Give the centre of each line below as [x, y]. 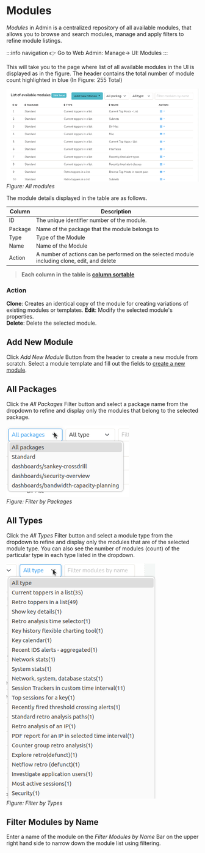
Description [116, 212]
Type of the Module [61, 237]
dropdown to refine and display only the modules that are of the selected [98, 542]
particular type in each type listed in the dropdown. [71, 555]
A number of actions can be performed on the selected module [115, 254]
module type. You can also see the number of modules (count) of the [93, 548]
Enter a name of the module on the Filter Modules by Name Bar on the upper [103, 837]
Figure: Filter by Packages [39, 501]
